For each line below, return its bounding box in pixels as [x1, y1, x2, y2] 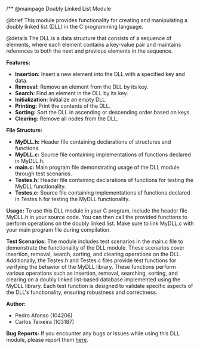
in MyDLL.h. [14, 157, 45, 164]
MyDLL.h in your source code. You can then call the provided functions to [6, 214, 188, 220]
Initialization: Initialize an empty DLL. [14, 96, 107, 103]
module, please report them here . [6, 336, 88, 343]
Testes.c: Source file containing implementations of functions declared [14, 189, 190, 196]
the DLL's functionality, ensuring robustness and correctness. [6, 289, 158, 296]
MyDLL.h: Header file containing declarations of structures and [14, 138, 171, 145]
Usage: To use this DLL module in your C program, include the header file [6, 207, 188, 214]
